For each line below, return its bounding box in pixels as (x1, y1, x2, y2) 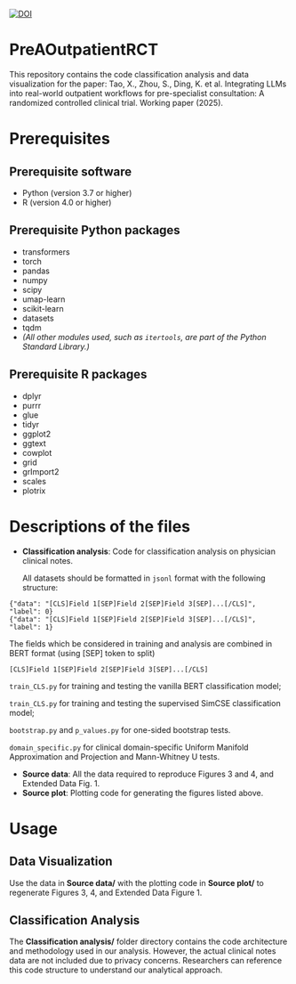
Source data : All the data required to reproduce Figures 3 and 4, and (21, 768, 274, 779)
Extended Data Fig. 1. (21, 777, 100, 788)
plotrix (21, 485, 46, 496)
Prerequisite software (9, 164, 132, 179)
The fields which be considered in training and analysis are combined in (9, 638, 273, 649)
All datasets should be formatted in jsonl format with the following (21, 573, 266, 583)
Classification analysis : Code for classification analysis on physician (21, 546, 276, 557)
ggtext (21, 437, 46, 449)
